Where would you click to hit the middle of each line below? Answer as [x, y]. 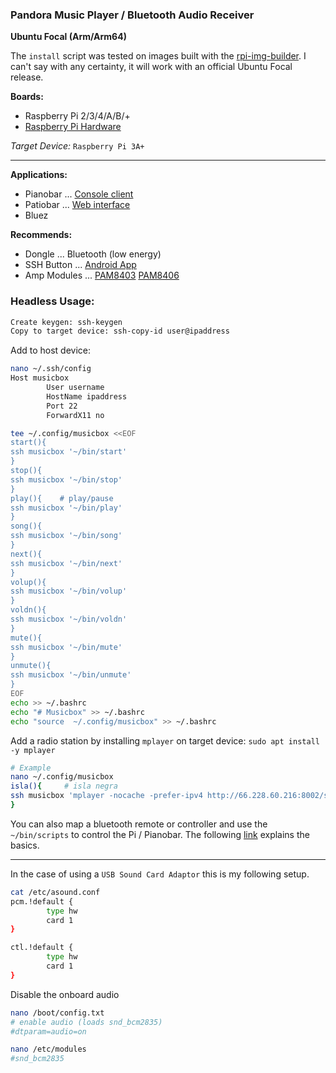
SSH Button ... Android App [80, 265]
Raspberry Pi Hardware [73, 127]
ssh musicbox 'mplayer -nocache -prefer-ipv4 [106, 796]
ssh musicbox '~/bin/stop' [66, 479]
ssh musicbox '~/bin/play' [66, 508]
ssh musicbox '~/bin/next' [66, 563]
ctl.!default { [42, 948]
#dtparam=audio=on [48, 1031]
